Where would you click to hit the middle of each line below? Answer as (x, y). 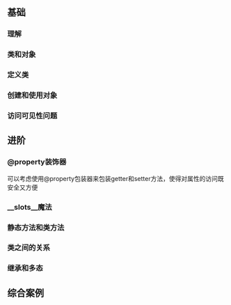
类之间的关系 (29, 248)
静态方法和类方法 (36, 227)
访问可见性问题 (32, 116)
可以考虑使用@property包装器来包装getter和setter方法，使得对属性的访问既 (115, 178)
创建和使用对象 (32, 95)
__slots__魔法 (30, 207)
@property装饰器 (37, 162)
